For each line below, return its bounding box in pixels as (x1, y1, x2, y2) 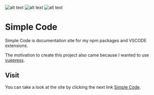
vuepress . (5, 57, 25, 63)
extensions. (5, 43, 28, 48)
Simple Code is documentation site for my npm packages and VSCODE (5, 37, 147, 43)
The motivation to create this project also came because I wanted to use (5, 52, 149, 58)
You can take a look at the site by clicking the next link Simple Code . (5, 84, 141, 90)
